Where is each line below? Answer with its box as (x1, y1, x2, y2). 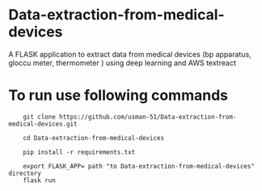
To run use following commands (8, 86, 229, 105)
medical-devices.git (8, 119, 78, 128)
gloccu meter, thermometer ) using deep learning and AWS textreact (8, 58, 236, 68)
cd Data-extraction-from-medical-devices (23, 134, 164, 142)
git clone (23, 113, 57, 121)
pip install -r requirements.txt (23, 147, 136, 156)
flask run (23, 176, 57, 185)
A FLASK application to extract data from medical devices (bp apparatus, (8, 49, 252, 59)
